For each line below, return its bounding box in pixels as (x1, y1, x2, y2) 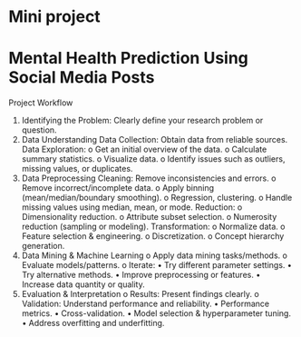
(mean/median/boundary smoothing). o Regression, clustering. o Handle (21, 193, 293, 203)
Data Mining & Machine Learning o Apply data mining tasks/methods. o (21, 250, 287, 261)
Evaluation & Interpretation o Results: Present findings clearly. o (21, 289, 259, 300)
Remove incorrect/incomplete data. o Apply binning (21, 183, 215, 193)
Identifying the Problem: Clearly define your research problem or (21, 115, 264, 126)
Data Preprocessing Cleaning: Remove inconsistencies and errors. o (21, 173, 277, 183)
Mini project (8, 6, 101, 27)
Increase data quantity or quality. (21, 279, 146, 290)
